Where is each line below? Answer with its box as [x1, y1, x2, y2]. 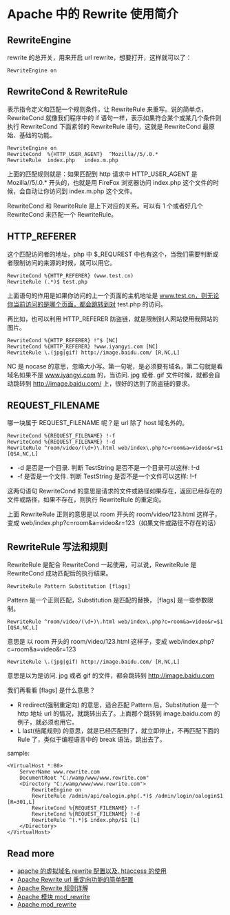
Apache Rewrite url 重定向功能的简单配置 [17, 876, 134, 884]
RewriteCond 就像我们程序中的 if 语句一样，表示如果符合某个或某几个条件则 [7, 113, 222, 121]
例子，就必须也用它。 [17, 718, 78, 727]
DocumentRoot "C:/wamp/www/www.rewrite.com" [19, 774, 149, 782]
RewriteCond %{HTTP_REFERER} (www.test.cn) [7, 272, 134, 279]
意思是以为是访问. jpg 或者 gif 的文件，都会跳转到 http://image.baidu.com [7, 671, 215, 680]
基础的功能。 [19, 130, 56, 139]
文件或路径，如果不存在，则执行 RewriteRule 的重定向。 [7, 495, 165, 504]
